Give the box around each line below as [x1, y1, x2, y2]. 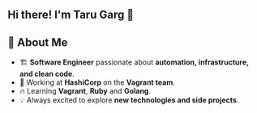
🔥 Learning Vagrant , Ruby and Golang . [19, 86, 152, 96]
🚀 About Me [7, 36, 68, 49]
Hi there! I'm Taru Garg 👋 [7, 8, 135, 22]
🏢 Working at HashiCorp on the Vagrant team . [19, 77, 175, 87]
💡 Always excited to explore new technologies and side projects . [19, 95, 239, 105]
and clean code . [19, 69, 75, 79]
